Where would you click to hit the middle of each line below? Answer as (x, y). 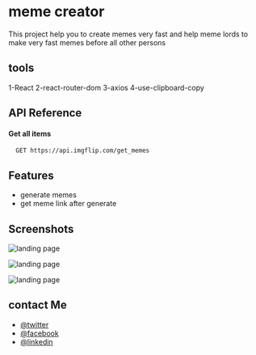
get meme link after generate (68, 204)
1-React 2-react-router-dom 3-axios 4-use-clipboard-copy (106, 87)
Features (31, 175)
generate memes (48, 195)
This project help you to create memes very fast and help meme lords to (128, 34)
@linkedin (37, 341)
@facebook (39, 333)
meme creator (57, 12)
